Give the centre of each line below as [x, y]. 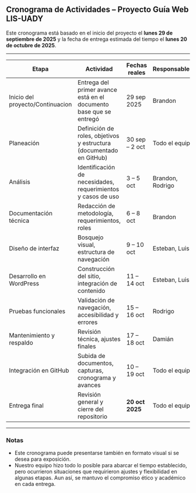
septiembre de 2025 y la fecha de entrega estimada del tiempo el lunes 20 [97, 39]
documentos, [96, 363]
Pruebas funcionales [37, 311]
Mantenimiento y [32, 335]
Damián [163, 339]
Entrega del [93, 82]
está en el [91, 97]
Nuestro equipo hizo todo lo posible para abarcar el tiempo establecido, [101, 466]
